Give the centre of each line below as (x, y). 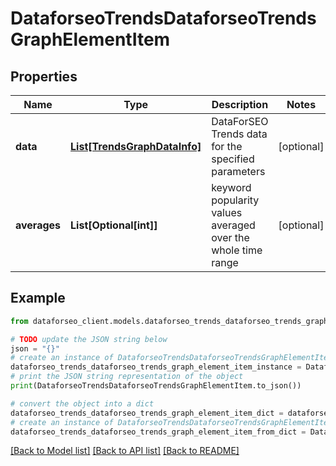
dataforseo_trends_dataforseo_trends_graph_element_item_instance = (156, 367)
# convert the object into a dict (82, 403)
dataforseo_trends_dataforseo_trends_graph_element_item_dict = (147, 413)
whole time (237, 250)
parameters (238, 171)
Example (38, 298)
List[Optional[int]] (114, 225)
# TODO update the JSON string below (89, 339)
